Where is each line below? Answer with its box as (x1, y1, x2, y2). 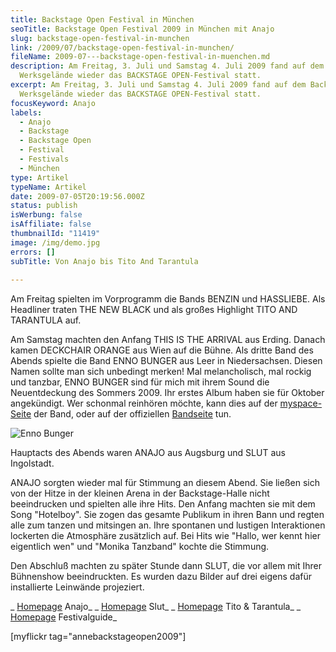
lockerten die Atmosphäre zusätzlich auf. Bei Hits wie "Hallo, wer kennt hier (10, 530, 321, 542)
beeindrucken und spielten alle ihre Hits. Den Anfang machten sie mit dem (10, 498, 316, 510)
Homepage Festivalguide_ (10, 611, 118, 623)
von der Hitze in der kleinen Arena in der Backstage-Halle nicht (10, 487, 270, 500)
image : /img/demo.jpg (10, 237, 101, 248)
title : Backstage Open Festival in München (10, 14, 195, 25)
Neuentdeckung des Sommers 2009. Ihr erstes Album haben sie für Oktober (10, 387, 325, 399)
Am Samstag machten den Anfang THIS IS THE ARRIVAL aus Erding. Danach (10, 334, 326, 346)
